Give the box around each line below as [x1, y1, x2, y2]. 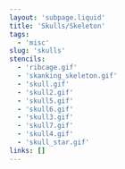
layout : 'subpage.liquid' [9, 13, 105, 22]
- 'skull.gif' [17, 80, 70, 89]
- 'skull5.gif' [17, 96, 74, 106]
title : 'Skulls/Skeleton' [9, 21, 105, 30]
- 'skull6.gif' [17, 105, 74, 114]
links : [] [9, 146, 46, 155]
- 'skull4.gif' [17, 130, 74, 139]
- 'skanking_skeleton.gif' [17, 72, 118, 80]
